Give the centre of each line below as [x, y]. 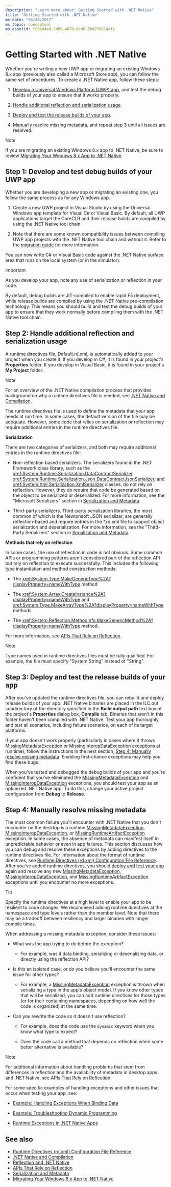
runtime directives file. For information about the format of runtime [75, 855]
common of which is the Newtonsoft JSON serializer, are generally [83, 516]
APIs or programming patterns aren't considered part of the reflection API [83, 558]
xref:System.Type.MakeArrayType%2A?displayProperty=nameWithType [88, 605]
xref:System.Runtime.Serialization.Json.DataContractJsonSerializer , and [89, 479]
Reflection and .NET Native [41, 1162]
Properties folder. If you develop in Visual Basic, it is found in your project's [85, 364]
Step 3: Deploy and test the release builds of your [86, 677]
